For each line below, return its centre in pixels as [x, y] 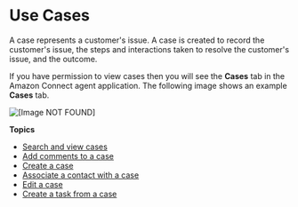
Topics [22, 129]
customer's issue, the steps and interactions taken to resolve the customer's [149, 49]
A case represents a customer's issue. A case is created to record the [137, 40]
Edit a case [43, 184]
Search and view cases [65, 147]
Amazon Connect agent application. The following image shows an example [148, 85]
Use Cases [50, 16]
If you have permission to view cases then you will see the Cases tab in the [147, 76]
